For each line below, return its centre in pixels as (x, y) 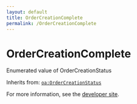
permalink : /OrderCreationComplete (51, 23)
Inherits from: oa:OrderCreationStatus (54, 83)
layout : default (27, 12)
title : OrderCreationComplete (45, 18)
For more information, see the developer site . (63, 94)
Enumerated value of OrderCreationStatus (59, 70)
